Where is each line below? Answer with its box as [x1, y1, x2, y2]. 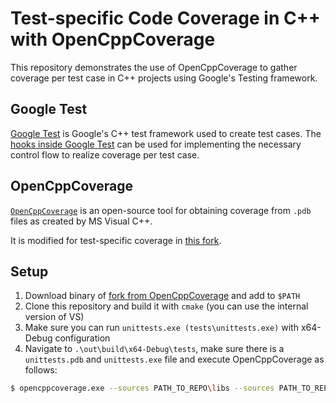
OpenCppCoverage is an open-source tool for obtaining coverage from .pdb [10, 204, 312, 216]
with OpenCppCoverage [10, 28, 216, 51]
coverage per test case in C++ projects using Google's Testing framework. [10, 72, 318, 84]
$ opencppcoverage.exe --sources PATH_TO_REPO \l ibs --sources [10, 383, 275, 394]
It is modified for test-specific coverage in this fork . [10, 234, 222, 246]
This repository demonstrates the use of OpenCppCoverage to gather [10, 61, 298, 73]
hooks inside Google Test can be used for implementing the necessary [10, 138, 302, 150]
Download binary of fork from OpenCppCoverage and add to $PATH [24, 290, 301, 302]
